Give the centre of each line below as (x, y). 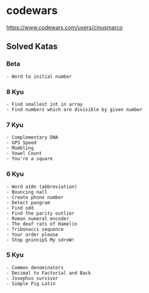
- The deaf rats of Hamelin (42, 224)
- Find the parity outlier (40, 213)
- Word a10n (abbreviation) (42, 187)
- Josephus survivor (33, 278)
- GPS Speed (21, 143)
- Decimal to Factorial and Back (49, 273)
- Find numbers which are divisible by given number (74, 109)
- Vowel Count (24, 153)
